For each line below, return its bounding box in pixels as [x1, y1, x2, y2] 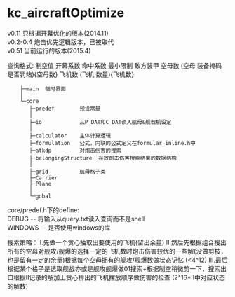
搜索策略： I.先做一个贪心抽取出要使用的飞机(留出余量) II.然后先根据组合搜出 [7, 238, 227, 247]
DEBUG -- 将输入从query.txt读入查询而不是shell [7, 214, 145, 223]
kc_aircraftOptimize [7, 5, 125, 21]
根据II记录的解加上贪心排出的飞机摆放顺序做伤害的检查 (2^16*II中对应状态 [13, 273, 226, 282]
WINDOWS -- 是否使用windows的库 [7, 223, 111, 232]
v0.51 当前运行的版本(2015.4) [7, 46, 91, 55]
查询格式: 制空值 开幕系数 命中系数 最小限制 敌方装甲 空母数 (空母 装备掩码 [7, 61, 222, 69]
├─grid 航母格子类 [29, 168, 107, 175]
